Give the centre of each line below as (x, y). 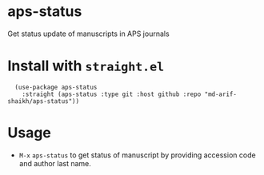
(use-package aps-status (56, 87)
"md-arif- (221, 94)
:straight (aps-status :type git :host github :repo (112, 94)
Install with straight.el (86, 66)
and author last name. (55, 163)
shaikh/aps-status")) (44, 101)
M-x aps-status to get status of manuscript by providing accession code (138, 155)
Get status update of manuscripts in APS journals (88, 34)
